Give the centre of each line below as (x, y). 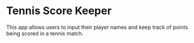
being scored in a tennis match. (45, 33)
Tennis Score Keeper (59, 11)
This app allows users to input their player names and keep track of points (97, 27)
